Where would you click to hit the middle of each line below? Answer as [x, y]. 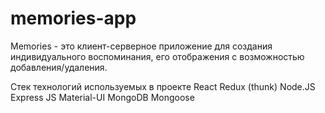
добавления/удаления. [59, 67]
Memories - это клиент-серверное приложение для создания [141, 46]
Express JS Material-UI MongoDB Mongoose [102, 97]
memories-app [73, 18]
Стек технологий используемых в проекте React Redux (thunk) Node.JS [163, 86]
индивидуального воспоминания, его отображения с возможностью [157, 56]
